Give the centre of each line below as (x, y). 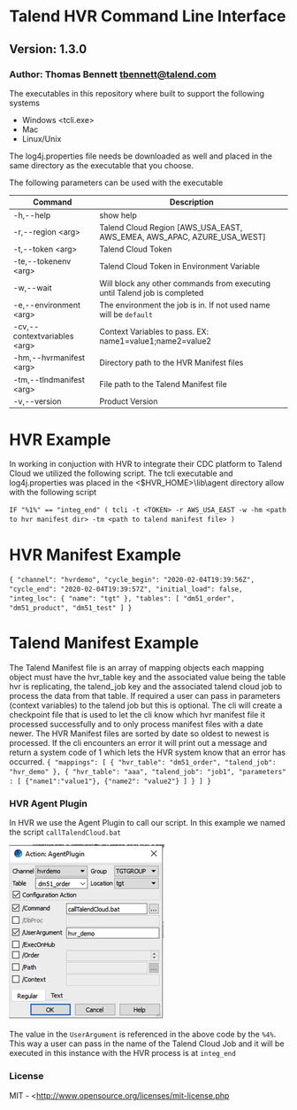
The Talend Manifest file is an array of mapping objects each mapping (137, 668)
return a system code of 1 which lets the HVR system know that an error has (147, 753)
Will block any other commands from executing (185, 283)
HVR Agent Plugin (49, 803)
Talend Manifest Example (104, 643)
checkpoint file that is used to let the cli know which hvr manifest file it (137, 715)
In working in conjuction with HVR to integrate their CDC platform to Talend (146, 464)
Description (191, 202)
